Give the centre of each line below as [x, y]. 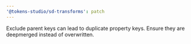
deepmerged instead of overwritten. [50, 34]
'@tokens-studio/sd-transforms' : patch [55, 11]
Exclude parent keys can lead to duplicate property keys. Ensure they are [95, 28]
